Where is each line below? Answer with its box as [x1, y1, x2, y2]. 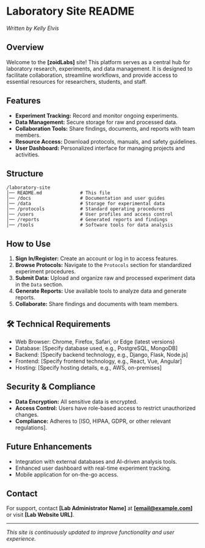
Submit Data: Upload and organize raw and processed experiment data [15, 274, 195, 282]
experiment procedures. [15, 268, 76, 276]
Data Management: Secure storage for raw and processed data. [15, 118, 178, 126]
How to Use [6, 238, 51, 249]
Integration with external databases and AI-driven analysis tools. [15, 458, 178, 465]
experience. [6, 535, 37, 543]
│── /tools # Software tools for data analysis [6, 222, 173, 228]
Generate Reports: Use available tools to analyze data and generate [15, 287, 187, 294]
